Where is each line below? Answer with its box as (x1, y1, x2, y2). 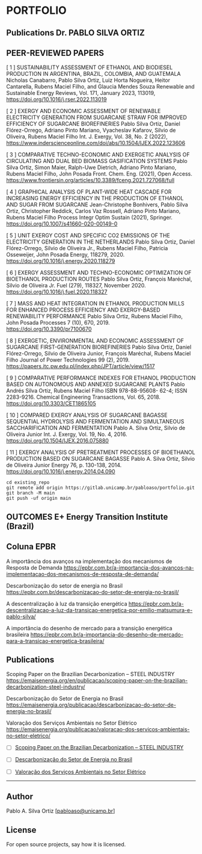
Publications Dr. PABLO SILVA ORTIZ (6, 28, 145, 38)
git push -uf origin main (6, 496, 71, 502)
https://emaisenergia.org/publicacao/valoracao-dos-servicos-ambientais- (6, 726, 190, 733)
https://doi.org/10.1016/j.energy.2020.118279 (6, 257, 115, 265)
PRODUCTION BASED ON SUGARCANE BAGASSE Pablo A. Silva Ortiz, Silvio (6, 455, 195, 462)
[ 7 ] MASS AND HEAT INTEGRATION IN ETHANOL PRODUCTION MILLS (6, 300, 185, 307)
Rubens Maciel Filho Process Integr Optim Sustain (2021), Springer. (6, 214, 173, 221)
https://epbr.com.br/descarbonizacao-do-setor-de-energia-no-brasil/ (6, 588, 179, 595)
